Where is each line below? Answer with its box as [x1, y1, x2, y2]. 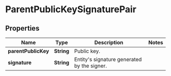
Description [94, 39, 124, 46]
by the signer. [74, 62, 107, 69]
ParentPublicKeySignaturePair [5, 4, 136, 15]
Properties [5, 24, 40, 33]
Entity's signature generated [74, 56, 142, 63]
